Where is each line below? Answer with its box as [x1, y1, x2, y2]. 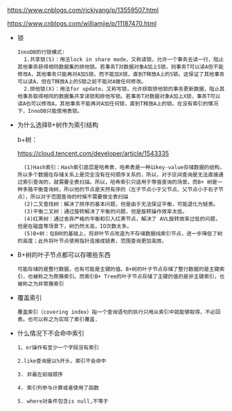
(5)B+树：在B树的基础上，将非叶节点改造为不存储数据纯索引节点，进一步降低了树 [24, 230, 223, 237]
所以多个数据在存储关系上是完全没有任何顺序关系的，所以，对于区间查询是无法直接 [17, 171, 219, 178]
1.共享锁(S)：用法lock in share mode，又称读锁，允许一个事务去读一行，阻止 [24, 56, 224, 63]
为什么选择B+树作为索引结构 [17, 121, 99, 129]
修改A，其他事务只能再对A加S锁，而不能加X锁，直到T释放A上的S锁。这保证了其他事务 [17, 71, 225, 78]
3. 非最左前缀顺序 [17, 371, 64, 378]
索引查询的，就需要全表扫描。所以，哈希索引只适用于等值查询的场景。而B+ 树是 [22, 179, 218, 186]
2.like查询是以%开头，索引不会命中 [17, 358, 107, 365]
